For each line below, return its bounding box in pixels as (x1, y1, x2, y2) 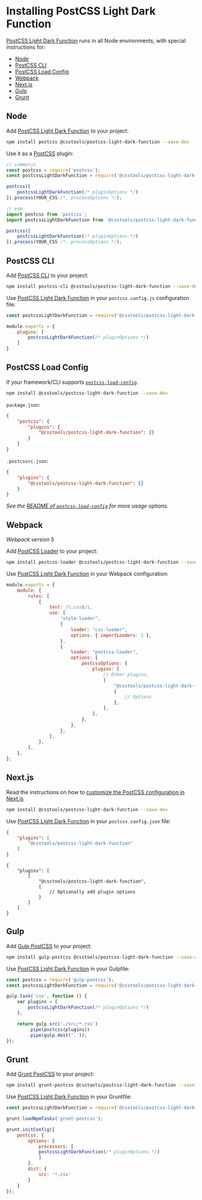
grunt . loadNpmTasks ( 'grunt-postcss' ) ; (6, 1115, 103, 1122)
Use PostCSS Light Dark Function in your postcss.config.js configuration (6, 294, 189, 301)
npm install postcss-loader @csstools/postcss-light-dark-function (6, 560, 179, 566)
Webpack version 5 (6, 536, 55, 543)
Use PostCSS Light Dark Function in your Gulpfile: (6, 965, 130, 972)
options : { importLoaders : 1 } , (70, 632, 152, 638)
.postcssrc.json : (6, 457, 49, 464)
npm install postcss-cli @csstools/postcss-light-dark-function (6, 283, 171, 289)
